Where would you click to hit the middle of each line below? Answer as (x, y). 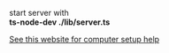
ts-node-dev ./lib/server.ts (60, 22)
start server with (39, 13)
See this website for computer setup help (84, 39)
